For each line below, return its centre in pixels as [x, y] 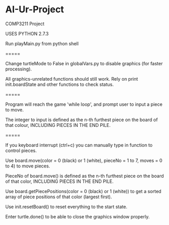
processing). [19, 69]
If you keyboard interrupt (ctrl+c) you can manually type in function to [79, 145]
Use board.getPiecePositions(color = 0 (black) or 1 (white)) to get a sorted [83, 191]
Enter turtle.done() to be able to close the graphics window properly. [78, 216]
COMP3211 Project [25, 24]
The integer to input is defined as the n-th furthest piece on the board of [81, 120]
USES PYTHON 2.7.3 [27, 33]
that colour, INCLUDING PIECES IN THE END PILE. [58, 125]
